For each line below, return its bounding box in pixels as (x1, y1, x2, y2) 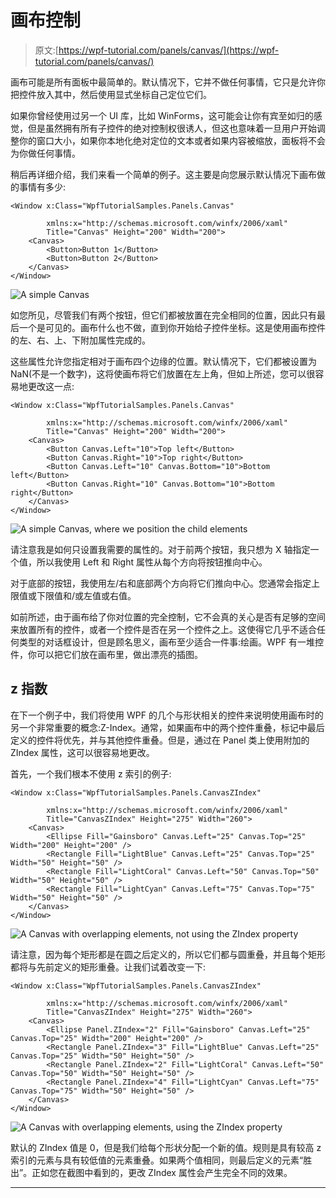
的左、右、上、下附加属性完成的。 (10, 334, 151, 346)
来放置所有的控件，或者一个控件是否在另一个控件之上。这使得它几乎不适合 (10, 623, 317, 635)
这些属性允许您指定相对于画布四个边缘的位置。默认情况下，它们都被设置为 (10, 355, 317, 367)
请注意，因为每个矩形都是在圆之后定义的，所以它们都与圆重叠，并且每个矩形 (10, 948, 326, 960)
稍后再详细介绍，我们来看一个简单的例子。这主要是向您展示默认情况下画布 (10, 168, 317, 180)
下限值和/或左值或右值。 (36, 589, 137, 601)
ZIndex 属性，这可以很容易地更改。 (10, 746, 155, 758)
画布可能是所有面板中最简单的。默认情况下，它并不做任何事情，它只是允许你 (10, 76, 326, 88)
